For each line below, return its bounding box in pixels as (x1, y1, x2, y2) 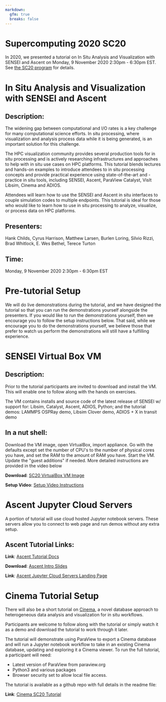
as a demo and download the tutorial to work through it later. (5, 627, 129, 633)
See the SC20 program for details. (5, 65, 75, 71)
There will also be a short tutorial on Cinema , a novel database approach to (5, 606, 159, 612)
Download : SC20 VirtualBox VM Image (5, 472, 85, 478)
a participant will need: (5, 652, 52, 658)
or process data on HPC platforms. (5, 208, 76, 214)
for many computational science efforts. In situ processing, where (5, 131, 140, 137)
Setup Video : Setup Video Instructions (5, 482, 84, 488)
